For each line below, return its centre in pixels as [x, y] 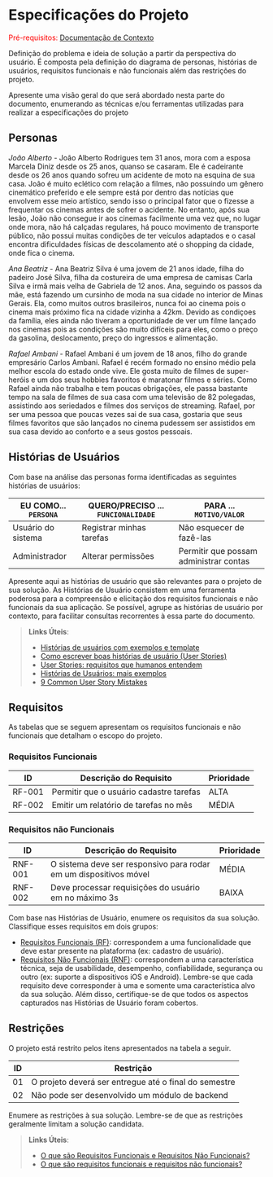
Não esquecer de [212, 527]
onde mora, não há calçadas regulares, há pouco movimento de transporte [134, 226]
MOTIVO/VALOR [220, 514]
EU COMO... [43, 505]
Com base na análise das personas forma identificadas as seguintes [123, 477]
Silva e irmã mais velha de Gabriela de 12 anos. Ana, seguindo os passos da [135, 286]
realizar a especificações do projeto [69, 112]
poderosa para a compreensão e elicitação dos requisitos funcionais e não [133, 598]
